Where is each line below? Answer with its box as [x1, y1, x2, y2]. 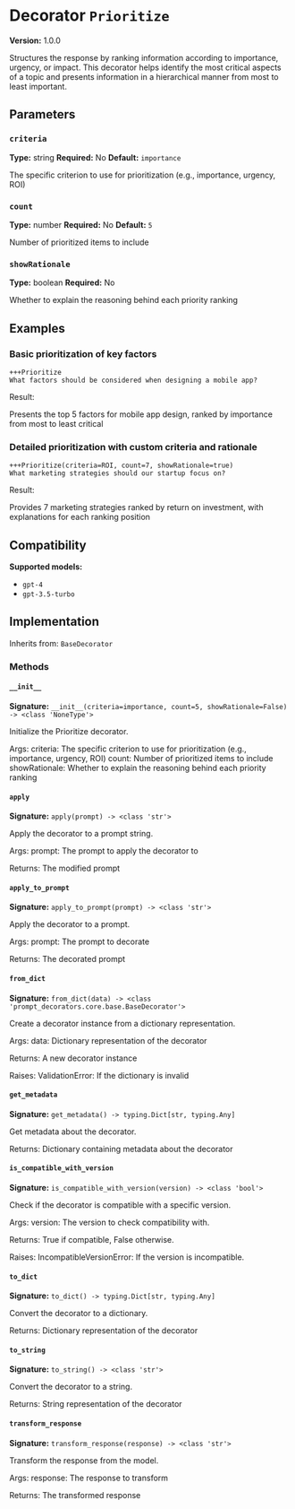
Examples [9, 320, 65, 336]
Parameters [9, 107, 76, 122]
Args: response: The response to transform [9, 1472, 168, 1483]
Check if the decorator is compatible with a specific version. [9, 1199, 232, 1210]
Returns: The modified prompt [9, 863, 121, 874]
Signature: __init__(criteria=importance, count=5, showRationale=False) [9, 700, 288, 711]
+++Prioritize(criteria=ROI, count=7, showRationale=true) [9, 461, 234, 471]
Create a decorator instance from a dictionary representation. [9, 1018, 236, 1028]
